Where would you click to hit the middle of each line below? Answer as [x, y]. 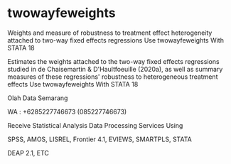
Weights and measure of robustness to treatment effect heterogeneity [110, 33]
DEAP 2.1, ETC [28, 153]
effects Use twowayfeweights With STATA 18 [73, 84]
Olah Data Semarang [38, 98]
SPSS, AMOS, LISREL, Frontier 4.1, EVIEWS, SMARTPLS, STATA [100, 139]
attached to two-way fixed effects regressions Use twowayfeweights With [116, 40]
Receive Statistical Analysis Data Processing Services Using [95, 125]
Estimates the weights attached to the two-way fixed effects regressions [113, 61]
